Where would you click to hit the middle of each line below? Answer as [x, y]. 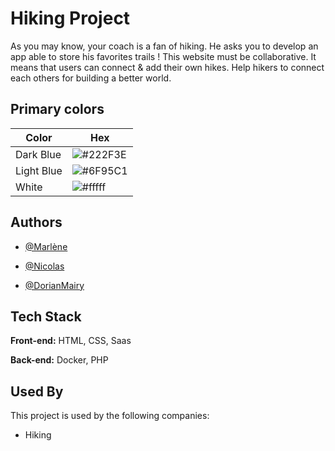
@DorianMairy [54, 285]
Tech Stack [46, 316]
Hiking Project [70, 18]
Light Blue [39, 170]
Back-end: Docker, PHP [59, 360]
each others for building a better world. [91, 78]
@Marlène [46, 246]
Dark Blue [38, 154]
